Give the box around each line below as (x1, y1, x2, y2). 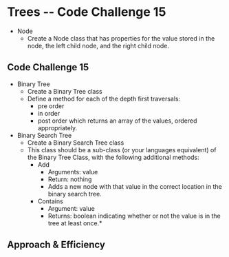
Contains (37, 197, 63, 205)
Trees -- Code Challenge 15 (7, 4, 166, 20)
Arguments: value (47, 167, 98, 176)
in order (37, 109, 61, 117)
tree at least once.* (47, 218, 102, 227)
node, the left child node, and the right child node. (27, 41, 170, 50)
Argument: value (47, 204, 95, 212)
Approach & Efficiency (7, 239, 105, 251)
